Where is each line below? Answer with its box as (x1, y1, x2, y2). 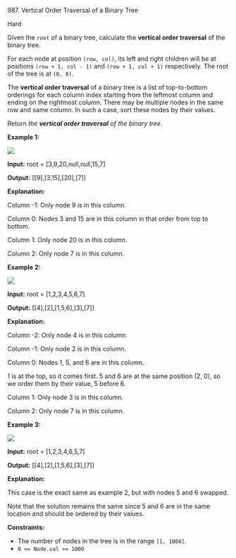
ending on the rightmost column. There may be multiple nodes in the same (7, 98, 224, 107)
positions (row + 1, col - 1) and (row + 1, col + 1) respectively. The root (7, 62, 229, 70)
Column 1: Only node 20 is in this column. (7, 236, 128, 244)
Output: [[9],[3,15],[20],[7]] (7, 174, 87, 182)
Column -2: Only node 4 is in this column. (7, 331, 128, 339)
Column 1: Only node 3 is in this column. (7, 393, 124, 401)
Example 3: (7, 420, 41, 429)
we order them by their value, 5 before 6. (7, 380, 126, 387)
